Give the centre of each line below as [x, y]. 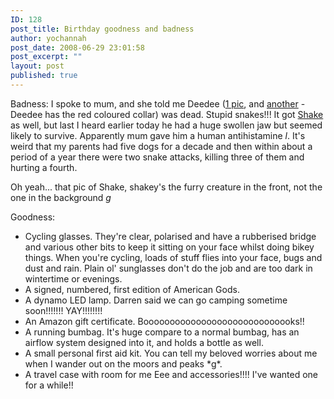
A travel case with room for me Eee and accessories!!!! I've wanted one [171, 374]
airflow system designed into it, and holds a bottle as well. [144, 342]
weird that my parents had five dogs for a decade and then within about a [161, 146]
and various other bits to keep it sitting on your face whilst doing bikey [169, 247]
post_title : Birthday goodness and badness [102, 29]
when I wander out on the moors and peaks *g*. [123, 363]
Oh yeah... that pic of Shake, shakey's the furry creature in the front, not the [166, 187]
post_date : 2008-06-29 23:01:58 [77, 47]
